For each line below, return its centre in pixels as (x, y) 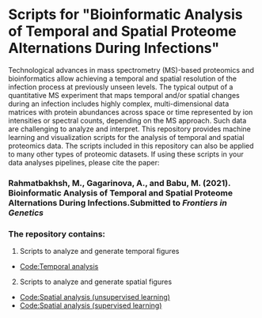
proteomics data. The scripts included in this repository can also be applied (131, 146)
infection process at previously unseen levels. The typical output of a (121, 87)
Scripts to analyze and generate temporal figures (99, 252)
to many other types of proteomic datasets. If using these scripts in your (126, 154)
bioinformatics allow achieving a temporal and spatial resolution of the (123, 78)
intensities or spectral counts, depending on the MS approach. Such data (127, 120)
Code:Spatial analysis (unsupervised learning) (95, 297)
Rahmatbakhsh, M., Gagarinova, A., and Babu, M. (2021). (120, 183)
